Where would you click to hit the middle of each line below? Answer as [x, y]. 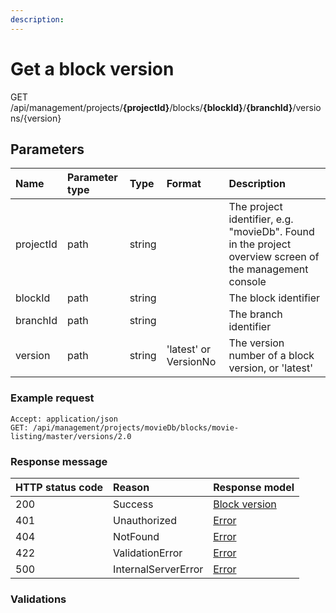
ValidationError [148, 553]
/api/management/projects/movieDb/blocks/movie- [136, 427]
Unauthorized [145, 520]
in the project [260, 244]
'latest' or [189, 349]
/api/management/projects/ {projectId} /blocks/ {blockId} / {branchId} [151, 107]
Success [133, 504]
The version [256, 343]
